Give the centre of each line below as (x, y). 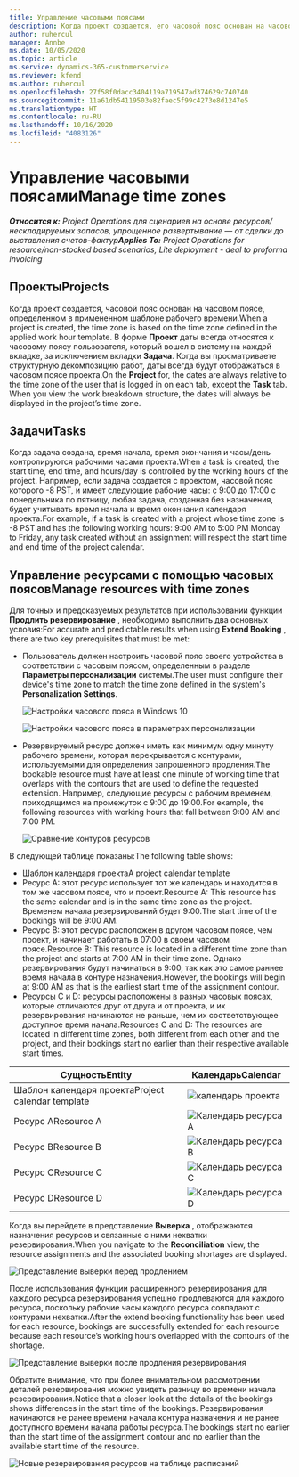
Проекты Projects (59, 287)
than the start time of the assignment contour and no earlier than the (135, 1437)
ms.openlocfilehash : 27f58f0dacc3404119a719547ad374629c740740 (129, 92)
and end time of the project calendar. (77, 547)
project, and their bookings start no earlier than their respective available (155, 1044)
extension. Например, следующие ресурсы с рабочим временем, (147, 793)
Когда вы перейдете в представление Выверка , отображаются (131, 1226)
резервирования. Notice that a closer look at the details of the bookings (141, 1399)
